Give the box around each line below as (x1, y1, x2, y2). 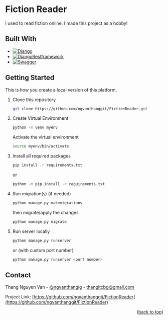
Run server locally (12, 228, 50, 234)
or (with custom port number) (12, 247, 74, 253)
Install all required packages (12, 153, 71, 159)
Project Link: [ (5, 294, 34, 300)
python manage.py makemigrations (12, 200, 83, 205)
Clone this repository (12, 97, 56, 103)
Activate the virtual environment (12, 134, 79, 140)
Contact (5, 271, 31, 279)
